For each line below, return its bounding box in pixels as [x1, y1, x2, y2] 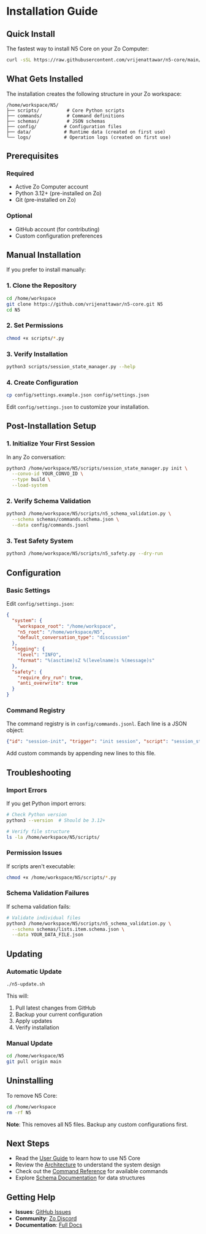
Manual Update [6, 1039, 53, 1047]
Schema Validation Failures [6, 889, 90, 897]
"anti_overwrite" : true [17, 680, 78, 687]
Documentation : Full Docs [15, 1221, 83, 1228]
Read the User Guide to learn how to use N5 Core [15, 1155, 141, 1162]
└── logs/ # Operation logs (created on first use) [6, 134, 172, 141]
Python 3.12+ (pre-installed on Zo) [15, 190, 102, 197]
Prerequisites [6, 151, 59, 161]
